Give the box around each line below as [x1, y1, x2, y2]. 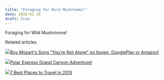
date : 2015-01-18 [5, 12, 41, 17]
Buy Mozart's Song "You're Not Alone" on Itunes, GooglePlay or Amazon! [10, 50, 159, 55]
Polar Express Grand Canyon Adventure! [10, 59, 92, 65]
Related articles [5, 39, 37, 45]
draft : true [5, 16, 30, 21]
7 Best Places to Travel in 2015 [10, 70, 73, 76]
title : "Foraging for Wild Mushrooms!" [5, 7, 87, 12]
